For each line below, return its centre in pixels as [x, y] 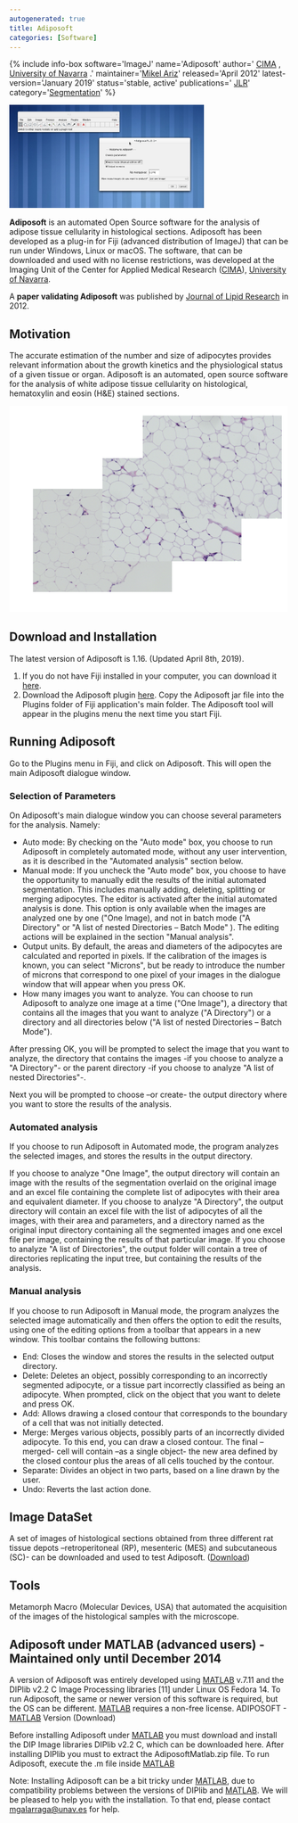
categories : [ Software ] [53, 37]
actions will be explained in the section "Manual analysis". [128, 937]
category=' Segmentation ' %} [63, 93]
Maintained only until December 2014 [116, 1658]
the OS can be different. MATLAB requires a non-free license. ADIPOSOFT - [148, 1709]
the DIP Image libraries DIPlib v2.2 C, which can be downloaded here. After [147, 1745]
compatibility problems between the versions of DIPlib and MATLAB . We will [149, 1790]
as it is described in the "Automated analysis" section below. [133, 862]
